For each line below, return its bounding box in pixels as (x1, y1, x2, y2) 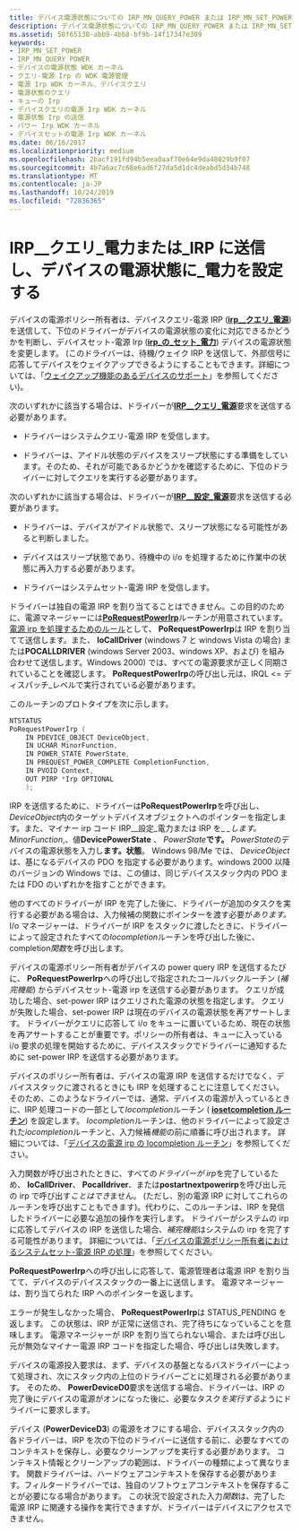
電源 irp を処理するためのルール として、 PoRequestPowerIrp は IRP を (9, 623, 267, 634)
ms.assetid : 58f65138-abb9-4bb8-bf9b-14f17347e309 (9, 30, 202, 39)
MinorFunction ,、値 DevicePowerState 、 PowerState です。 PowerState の (9, 834, 282, 844)
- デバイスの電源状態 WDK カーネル (9, 64, 125, 73)
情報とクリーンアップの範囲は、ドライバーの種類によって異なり (47, 1457, 283, 1467)
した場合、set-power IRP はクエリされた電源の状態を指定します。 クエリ (16, 995, 285, 1006)
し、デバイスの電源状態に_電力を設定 (9, 261, 284, 281)
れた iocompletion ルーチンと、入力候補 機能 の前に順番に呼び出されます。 (9, 1126, 276, 1137)
